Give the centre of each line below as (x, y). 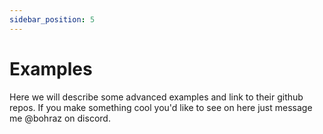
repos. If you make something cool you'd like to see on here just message (161, 107)
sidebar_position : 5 (52, 19)
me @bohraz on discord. (60, 118)
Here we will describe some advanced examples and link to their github (156, 97)
